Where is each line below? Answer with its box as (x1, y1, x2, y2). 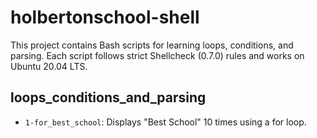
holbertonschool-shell (10, 6, 200, 29)
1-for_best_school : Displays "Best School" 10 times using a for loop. (24, 116, 307, 128)
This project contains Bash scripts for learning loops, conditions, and (10, 39, 294, 51)
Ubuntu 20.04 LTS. (10, 60, 88, 72)
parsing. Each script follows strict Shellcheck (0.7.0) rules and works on (10, 49, 305, 61)
